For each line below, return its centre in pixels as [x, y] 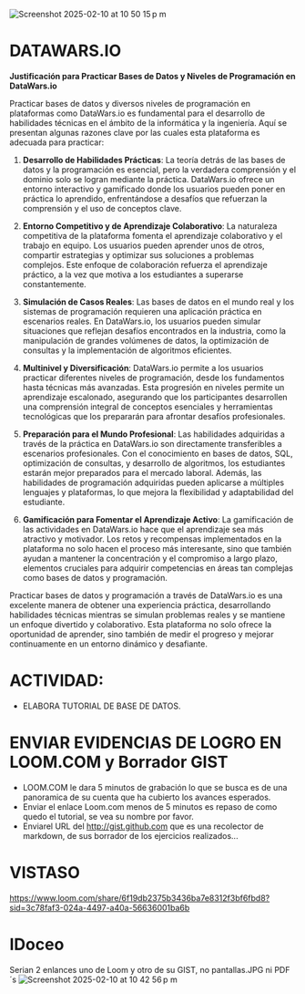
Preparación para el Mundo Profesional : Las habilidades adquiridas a [153, 434]
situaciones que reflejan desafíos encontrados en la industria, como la [154, 331]
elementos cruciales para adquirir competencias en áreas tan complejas [158, 568]
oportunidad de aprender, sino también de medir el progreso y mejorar [142, 634]
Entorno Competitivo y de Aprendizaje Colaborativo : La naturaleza [150, 226]
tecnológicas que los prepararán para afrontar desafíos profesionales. [154, 416]
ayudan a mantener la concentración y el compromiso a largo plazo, [150, 558]
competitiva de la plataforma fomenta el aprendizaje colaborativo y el [152, 235]
